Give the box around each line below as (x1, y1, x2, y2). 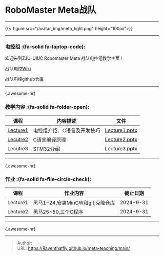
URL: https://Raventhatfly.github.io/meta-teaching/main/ (17, 245, 130, 251)
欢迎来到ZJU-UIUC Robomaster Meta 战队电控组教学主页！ (5, 55, 124, 61)
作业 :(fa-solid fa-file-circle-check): (5, 176, 92, 183)
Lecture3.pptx (104, 145, 138, 152)
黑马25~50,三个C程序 (33, 209, 83, 215)
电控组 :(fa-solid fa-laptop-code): (5, 43, 85, 50)
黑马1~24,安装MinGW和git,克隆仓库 (33, 199, 116, 206)
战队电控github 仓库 (5, 76, 44, 82)
